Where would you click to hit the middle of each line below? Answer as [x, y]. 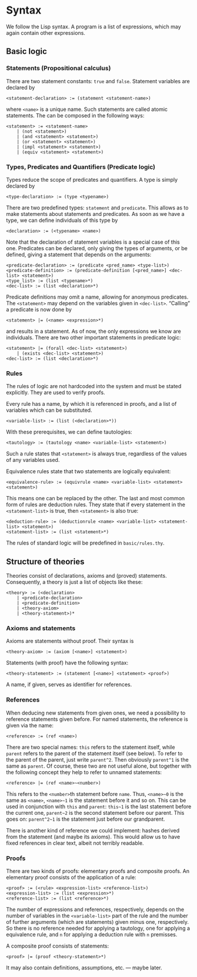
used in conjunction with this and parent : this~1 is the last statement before [99, 806]
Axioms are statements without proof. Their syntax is [70, 641]
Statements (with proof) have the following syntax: [67, 663]
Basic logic [26, 52]
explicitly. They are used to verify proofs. [56, 392]
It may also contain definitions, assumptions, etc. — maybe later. [84, 968]
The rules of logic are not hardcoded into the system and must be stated [94, 386]
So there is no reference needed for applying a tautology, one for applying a [98, 928]
